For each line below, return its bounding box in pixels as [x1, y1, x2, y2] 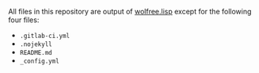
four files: [8, 15, 40, 25]
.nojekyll [19, 40, 53, 48]
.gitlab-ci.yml [19, 32, 70, 40]
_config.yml [19, 57, 59, 65]
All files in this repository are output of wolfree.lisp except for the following [8, 7, 252, 16]
